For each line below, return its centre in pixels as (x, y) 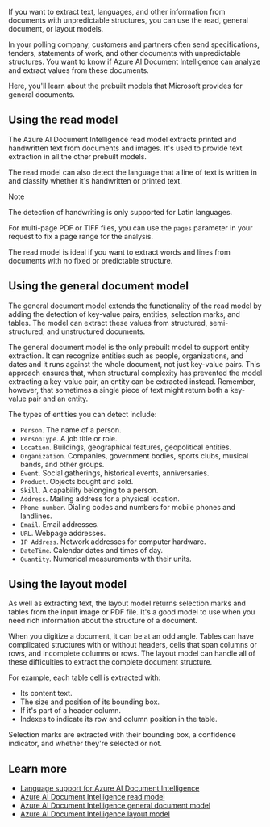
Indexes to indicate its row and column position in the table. (118, 719)
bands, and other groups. (62, 464)
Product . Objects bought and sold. (77, 481)
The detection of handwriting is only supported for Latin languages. (120, 212)
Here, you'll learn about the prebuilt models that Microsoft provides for (126, 86)
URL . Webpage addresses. (63, 533)
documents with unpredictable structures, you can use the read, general (128, 20)
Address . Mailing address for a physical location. (100, 498)
